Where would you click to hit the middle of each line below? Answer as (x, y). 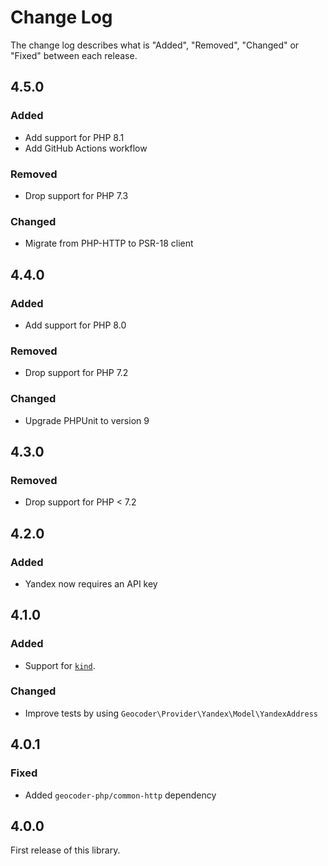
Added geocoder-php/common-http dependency (120, 795)
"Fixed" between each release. (74, 55)
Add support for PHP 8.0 (75, 325)
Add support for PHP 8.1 (74, 137)
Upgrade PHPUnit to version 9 (87, 420)
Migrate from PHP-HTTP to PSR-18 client (109, 243)
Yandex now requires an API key (91, 583)
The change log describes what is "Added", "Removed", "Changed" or (155, 45)
